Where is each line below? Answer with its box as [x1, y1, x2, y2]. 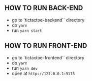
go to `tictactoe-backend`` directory [11, 17, 85, 23]
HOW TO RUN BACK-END [4, 4, 83, 12]
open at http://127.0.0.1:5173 [11, 70, 75, 76]
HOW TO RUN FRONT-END [4, 42, 87, 50]
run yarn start [11, 27, 42, 33]
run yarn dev [11, 65, 38, 71]
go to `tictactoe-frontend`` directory [11, 54, 85, 60]
